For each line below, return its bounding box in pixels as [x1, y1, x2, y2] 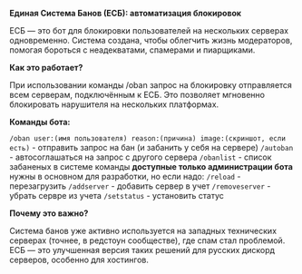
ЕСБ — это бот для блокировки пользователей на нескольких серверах [9, 25, 288, 35]
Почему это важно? [9, 208, 89, 219]
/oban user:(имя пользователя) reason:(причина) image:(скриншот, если [9, 134, 286, 143]
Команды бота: [9, 117, 71, 127]
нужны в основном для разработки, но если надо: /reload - [9, 171, 241, 181]
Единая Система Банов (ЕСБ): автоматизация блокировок [9, 8, 242, 18]
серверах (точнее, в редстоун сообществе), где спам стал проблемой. [9, 235, 286, 246]
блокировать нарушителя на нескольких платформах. [9, 99, 219, 110]
